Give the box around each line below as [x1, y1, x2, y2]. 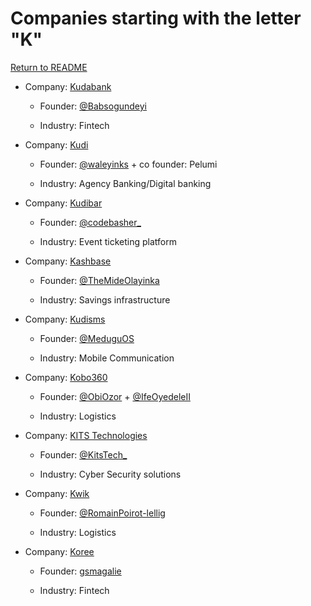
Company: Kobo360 [24, 371, 108, 383]
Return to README [10, 61, 88, 73]
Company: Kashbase [24, 255, 112, 267]
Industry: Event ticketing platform [39, 235, 177, 247]
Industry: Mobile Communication [39, 352, 175, 364]
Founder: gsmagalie [39, 565, 122, 577]
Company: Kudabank [24, 80, 112, 92]
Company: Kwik [24, 487, 90, 499]
